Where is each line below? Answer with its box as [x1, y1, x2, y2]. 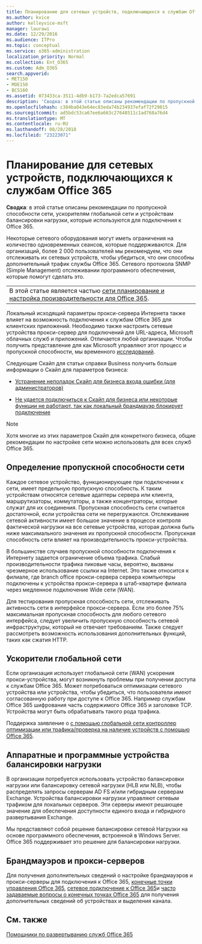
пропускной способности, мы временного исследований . [6, 348, 155, 355]
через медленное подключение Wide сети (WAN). [6, 586, 135, 593]
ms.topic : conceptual [6, 43, 61, 49]
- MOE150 [6, 82, 28, 88]
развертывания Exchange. [6, 814, 74, 821]
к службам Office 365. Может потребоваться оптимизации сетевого [6, 682, 182, 690]
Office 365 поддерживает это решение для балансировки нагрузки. [6, 839, 181, 846]
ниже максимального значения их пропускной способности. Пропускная [6, 529, 196, 537]
